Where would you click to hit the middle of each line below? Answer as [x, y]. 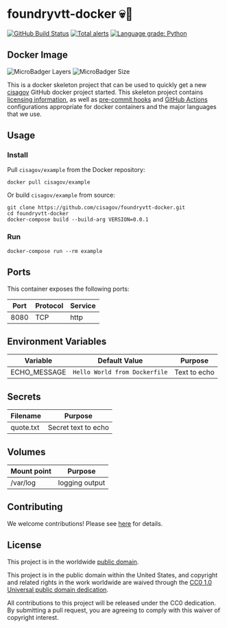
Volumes [26, 452]
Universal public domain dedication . [58, 590]
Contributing [35, 507]
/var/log [23, 483]
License [24, 545]
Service [83, 306]
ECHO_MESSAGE [38, 372]
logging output [82, 483]
